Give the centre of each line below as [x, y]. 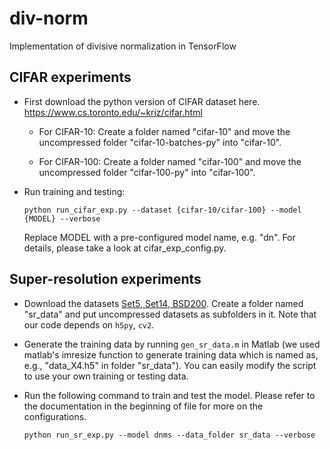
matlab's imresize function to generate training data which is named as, [171, 354]
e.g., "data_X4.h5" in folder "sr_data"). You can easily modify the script [170, 365]
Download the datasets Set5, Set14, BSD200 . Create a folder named [163, 303]
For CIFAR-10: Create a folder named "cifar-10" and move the [164, 131]
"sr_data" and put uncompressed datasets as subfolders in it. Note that [170, 314]
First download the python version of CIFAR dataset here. [142, 101]
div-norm [49, 18]
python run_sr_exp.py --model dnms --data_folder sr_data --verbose [169, 435]
